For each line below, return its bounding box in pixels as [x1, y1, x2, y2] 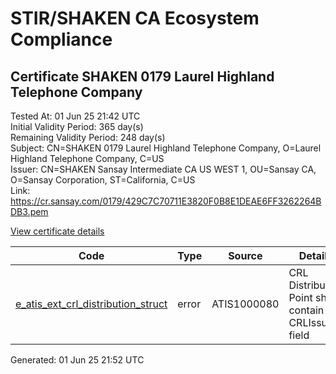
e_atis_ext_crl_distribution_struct [15, 297, 168, 311]
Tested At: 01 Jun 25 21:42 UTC [10, 110, 141, 122]
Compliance [10, 28, 113, 51]
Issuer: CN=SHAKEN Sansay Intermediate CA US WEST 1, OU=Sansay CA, [10, 163, 317, 175]
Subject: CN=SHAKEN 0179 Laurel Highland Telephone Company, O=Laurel [10, 142, 322, 154]
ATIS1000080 [211, 297, 280, 311]
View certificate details [10, 225, 105, 237]
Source [228, 249, 263, 262]
